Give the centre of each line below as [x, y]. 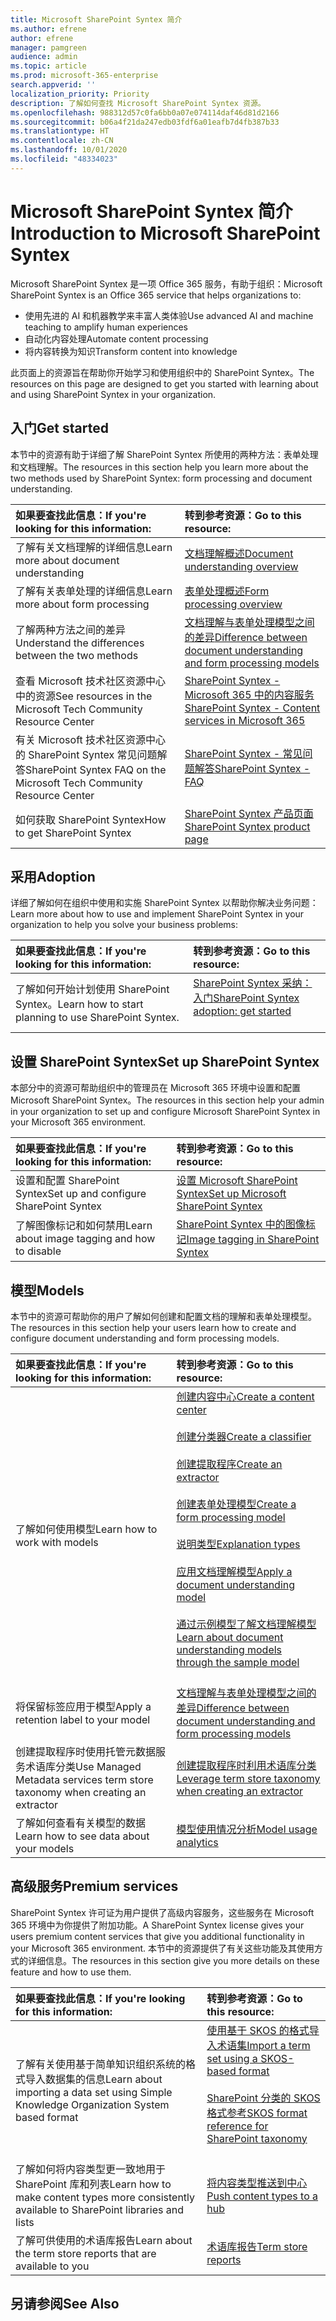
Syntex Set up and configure [81, 1194]
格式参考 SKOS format [257, 2113]
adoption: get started [242, 1011]
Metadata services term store [84, 1779]
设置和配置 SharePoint [67, 1181]
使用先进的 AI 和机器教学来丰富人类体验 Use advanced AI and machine [169, 315]
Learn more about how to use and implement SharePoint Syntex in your [157, 914]
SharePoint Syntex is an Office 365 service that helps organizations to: [156, 295]
